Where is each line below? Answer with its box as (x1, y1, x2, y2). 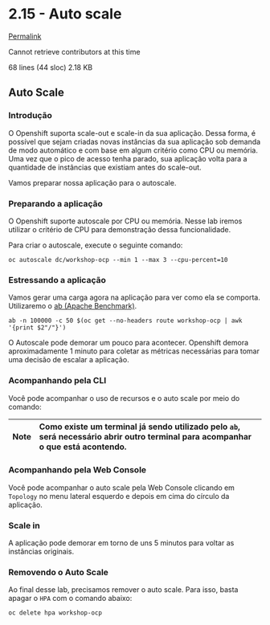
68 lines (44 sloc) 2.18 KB (8, 62, 93, 72)
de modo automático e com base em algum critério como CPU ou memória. (8, 145, 259, 155)
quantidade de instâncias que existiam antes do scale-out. (8, 162, 202, 172)
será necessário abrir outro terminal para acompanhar (39, 431, 252, 442)
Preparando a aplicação (8, 198, 103, 209)
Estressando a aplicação (8, 274, 106, 285)
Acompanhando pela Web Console (8, 464, 147, 476)
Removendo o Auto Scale (8, 567, 108, 578)
